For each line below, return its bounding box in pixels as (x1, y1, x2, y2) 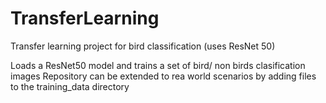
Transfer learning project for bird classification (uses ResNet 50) (10, 40, 276, 52)
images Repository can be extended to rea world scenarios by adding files (10, 70, 317, 82)
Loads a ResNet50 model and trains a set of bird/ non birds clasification (10, 59, 306, 71)
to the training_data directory (10, 80, 130, 92)
